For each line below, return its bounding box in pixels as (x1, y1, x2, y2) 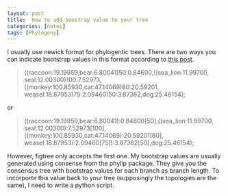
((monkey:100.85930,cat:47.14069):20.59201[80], (23, 132, 164, 140)
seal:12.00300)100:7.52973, (23, 76, 102, 84)
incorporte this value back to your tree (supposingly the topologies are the (7, 174, 217, 182)
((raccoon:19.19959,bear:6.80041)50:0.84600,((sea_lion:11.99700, (23, 69, 210, 77)
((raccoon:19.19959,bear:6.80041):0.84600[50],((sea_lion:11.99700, (23, 117, 214, 125)
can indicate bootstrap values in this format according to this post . (7, 56, 194, 64)
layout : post (7, 10, 45, 17)
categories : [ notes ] (7, 23, 66, 29)
